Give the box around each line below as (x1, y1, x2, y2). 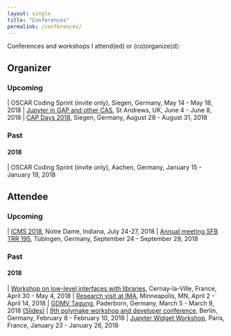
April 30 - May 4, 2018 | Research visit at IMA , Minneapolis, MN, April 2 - (7, 292, 215, 300)
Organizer (7, 62, 52, 73)
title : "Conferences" (7, 17, 70, 24)
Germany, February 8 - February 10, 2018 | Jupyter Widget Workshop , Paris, (7, 314, 225, 322)
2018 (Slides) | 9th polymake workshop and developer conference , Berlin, (7, 306, 218, 315)
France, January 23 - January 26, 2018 (7, 321, 119, 329)
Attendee (7, 191, 49, 202)
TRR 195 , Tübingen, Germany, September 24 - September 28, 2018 (7, 234, 198, 242)
